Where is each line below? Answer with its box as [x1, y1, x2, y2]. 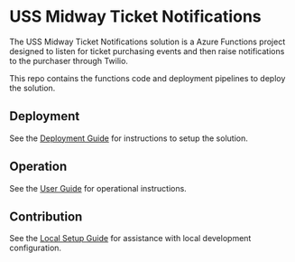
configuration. [9, 242, 61, 254]
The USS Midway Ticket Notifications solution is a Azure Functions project [9, 36, 286, 47]
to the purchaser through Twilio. [9, 55, 129, 66]
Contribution [9, 209, 83, 224]
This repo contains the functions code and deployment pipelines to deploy [9, 72, 286, 83]
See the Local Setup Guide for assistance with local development [9, 233, 252, 244]
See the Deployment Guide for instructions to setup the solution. [9, 133, 248, 144]
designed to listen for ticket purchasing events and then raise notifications [9, 45, 285, 56]
